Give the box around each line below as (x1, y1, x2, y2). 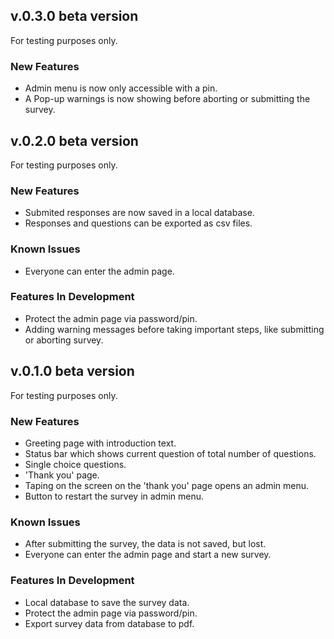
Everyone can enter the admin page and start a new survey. (24, 549, 272, 561)
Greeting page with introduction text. (24, 437, 177, 449)
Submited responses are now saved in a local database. (24, 207, 255, 219)
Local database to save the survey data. (24, 596, 190, 608)
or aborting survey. (24, 334, 104, 346)
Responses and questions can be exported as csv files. (24, 217, 253, 229)
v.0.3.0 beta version (10, 8, 139, 25)
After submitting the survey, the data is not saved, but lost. (24, 538, 267, 550)
